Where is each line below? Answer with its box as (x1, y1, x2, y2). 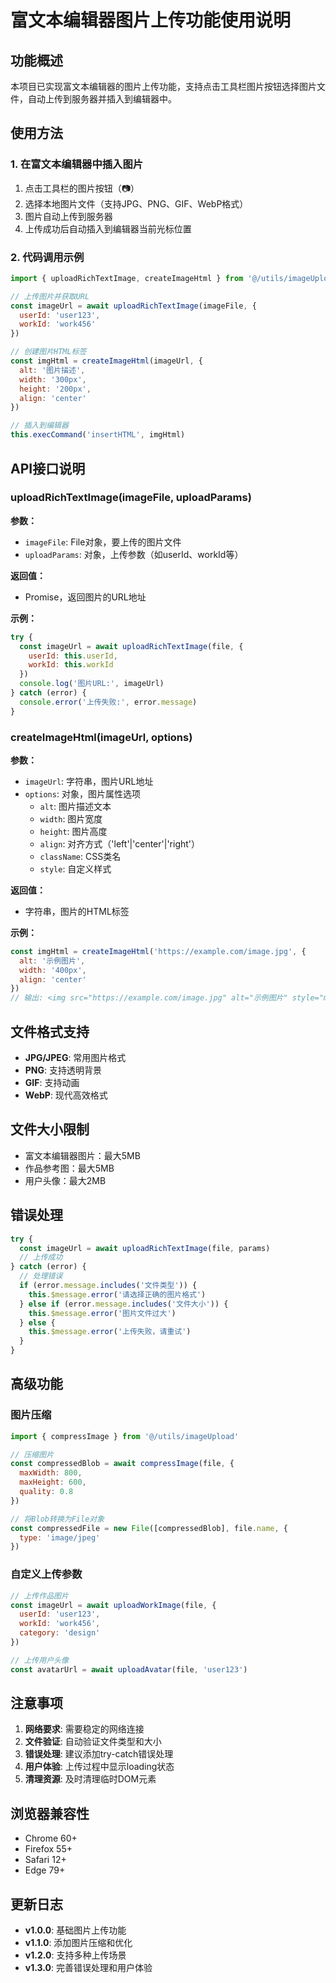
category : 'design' (19, 1628, 101, 1638)
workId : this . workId (28, 660, 114, 670)
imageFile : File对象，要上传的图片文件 (24, 536, 182, 548)
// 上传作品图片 (10, 1591, 69, 1601)
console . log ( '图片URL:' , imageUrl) (19, 679, 165, 689)
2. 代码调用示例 (10, 250, 85, 264)
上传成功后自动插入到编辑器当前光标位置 (24, 222, 192, 235)
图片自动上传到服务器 (24, 210, 113, 222)
